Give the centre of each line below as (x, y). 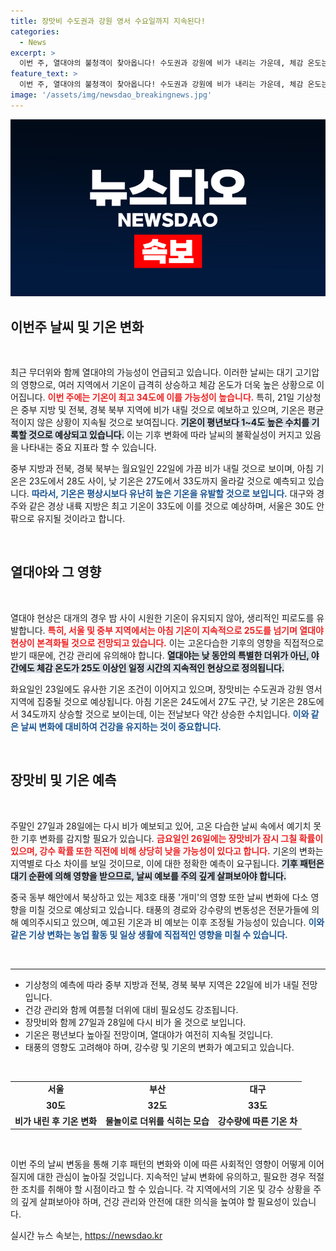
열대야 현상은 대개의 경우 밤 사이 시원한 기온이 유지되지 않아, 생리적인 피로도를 (162, 617)
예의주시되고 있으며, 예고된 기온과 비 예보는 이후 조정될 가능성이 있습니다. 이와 (172, 922)
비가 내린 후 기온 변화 (55, 1121)
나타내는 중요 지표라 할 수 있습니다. (88, 447)
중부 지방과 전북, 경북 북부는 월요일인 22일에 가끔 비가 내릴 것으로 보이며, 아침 (162, 469)
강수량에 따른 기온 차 (257, 1121)
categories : (35, 31)
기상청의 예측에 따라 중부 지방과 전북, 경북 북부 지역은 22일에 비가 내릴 (162, 984)
